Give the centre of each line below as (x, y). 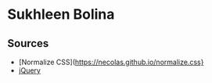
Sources (28, 43)
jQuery (29, 70)
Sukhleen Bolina (61, 14)
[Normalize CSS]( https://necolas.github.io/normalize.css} (111, 62)
